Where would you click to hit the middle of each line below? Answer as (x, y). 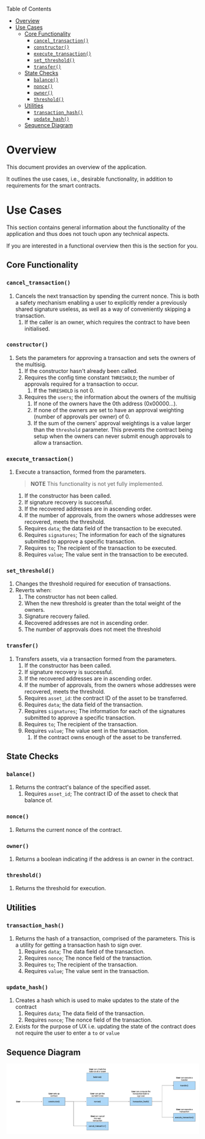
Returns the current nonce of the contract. (69, 829)
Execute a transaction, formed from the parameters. (80, 472)
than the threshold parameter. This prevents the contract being (113, 429)
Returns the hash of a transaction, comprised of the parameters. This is (105, 939)
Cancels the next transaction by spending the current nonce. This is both (107, 296)
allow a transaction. (58, 442)
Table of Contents (29, 9)
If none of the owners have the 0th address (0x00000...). (105, 403)
